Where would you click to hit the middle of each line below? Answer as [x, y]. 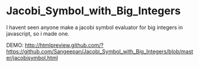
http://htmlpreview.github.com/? [64, 45]
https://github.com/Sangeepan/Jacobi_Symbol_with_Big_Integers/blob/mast [100, 51]
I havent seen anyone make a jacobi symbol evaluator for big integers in [95, 27]
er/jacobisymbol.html [32, 58]
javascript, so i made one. [38, 33]
